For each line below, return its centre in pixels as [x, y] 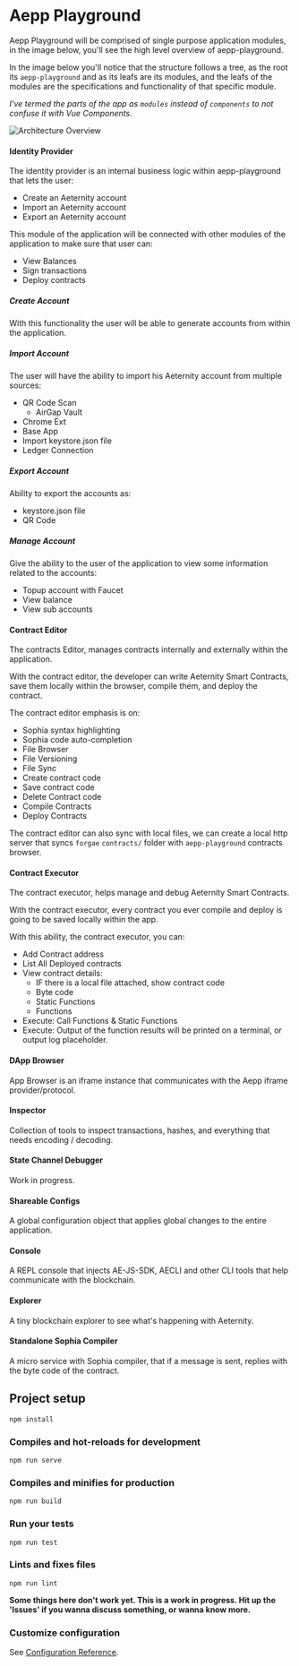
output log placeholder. [65, 1040]
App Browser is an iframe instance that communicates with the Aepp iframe [149, 1080]
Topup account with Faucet [73, 590]
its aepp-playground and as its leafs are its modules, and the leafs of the [141, 76]
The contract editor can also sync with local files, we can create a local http [149, 833]
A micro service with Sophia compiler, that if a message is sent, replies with [149, 1361]
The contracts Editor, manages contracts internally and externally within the [149, 649]
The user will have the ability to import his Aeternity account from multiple [145, 376]
